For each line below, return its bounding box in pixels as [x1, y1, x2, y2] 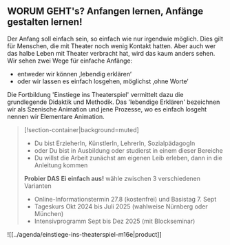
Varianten [23, 182, 52, 190]
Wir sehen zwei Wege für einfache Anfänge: [7, 56, 133, 65]
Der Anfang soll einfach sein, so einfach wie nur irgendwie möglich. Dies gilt [7, 34, 224, 43]
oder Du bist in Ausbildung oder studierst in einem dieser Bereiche [34, 146, 223, 154]
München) [34, 209, 64, 217]
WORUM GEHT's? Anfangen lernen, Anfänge [7, 6, 204, 17]
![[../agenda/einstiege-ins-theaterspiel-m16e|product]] [7, 230, 162, 238]
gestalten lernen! [7, 17, 83, 28]
